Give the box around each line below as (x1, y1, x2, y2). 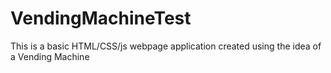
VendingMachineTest (10, 7, 192, 30)
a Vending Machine (10, 50, 90, 62)
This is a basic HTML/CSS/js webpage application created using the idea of (10, 40, 322, 52)
